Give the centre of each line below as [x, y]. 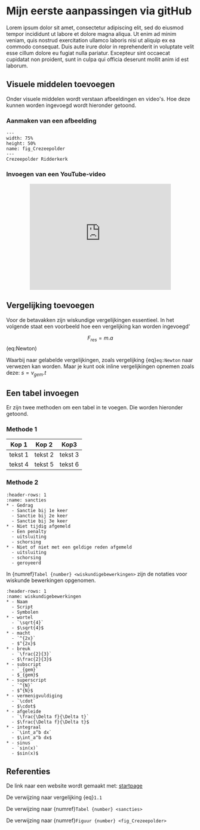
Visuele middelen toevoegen [61, 85]
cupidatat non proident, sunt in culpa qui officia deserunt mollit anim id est [98, 59]
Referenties [28, 772]
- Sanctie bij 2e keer [40, 516]
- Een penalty [29, 531]
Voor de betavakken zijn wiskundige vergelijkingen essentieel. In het [90, 320]
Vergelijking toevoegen [50, 306]
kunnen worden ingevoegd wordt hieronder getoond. [71, 105]
